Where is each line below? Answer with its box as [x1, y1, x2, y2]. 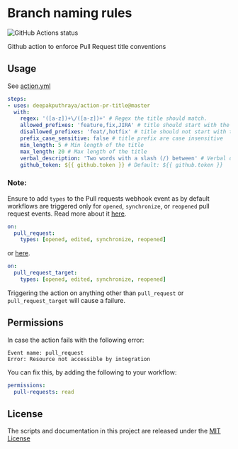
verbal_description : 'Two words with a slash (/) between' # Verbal [20, 155, 227, 162]
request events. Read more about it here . [7, 209, 127, 218]
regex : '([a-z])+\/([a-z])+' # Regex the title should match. [20, 115, 208, 122]
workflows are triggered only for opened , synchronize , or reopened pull [7, 201, 210, 210]
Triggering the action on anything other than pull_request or [7, 289, 184, 297]
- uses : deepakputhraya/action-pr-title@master [7, 101, 151, 109]
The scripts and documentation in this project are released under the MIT [7, 427, 221, 436]
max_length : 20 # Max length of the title [20, 148, 147, 155]
